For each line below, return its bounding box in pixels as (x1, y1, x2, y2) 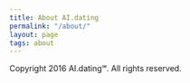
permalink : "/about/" (9, 22, 91, 31)
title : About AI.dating (9, 13, 100, 23)
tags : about (9, 38, 54, 48)
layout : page (9, 30, 59, 39)
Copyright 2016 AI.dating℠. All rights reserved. (9, 63, 183, 74)
